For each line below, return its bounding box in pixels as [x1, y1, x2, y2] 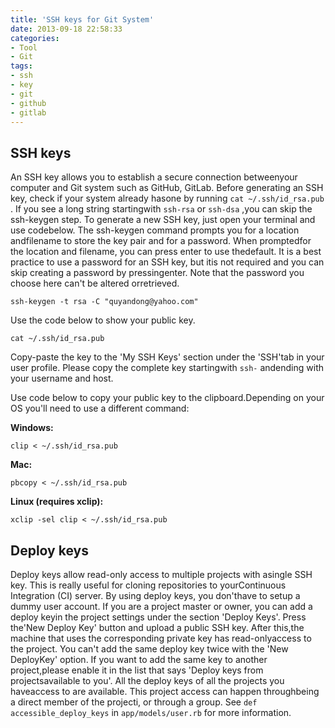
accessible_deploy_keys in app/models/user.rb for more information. [10, 707, 292, 718]
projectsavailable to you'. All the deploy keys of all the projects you [10, 675, 285, 686]
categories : [10, 33, 60, 43]
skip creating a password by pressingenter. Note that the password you [10, 267, 305, 279]
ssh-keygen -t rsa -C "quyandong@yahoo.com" [10, 297, 199, 307]
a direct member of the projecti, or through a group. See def [10, 696, 258, 708]
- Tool [10, 42, 38, 53]
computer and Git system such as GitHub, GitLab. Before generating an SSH [10, 182, 324, 194]
